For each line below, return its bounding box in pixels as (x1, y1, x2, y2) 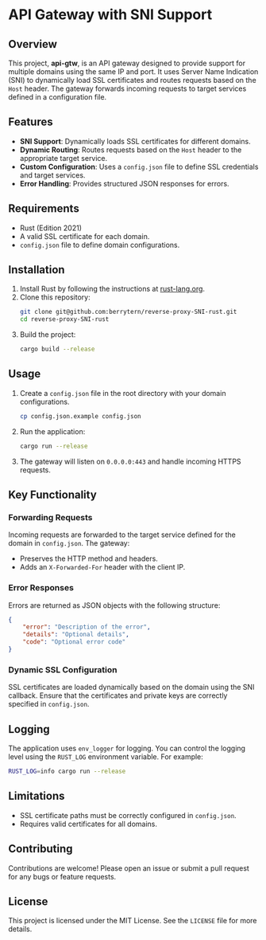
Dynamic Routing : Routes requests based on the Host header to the (19, 145, 242, 155)
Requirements (8, 202, 79, 216)
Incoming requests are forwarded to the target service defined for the (8, 530, 236, 539)
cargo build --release (19, 345, 95, 354)
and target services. (19, 170, 86, 180)
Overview (8, 37, 58, 51)
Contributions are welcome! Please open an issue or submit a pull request (8, 863, 250, 873)
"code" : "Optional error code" (22, 638, 126, 646)
